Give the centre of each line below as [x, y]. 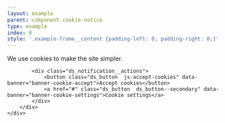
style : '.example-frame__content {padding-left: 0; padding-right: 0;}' [113, 39]
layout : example [30, 13]
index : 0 [20, 33]
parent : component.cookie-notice [55, 20]
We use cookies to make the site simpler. [65, 58]
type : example [27, 26]
